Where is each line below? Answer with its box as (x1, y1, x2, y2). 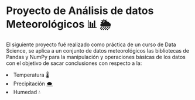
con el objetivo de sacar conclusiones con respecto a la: (6, 60, 142, 67)
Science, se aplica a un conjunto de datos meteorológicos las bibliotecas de (6, 47, 189, 54)
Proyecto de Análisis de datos (6, 4, 154, 18)
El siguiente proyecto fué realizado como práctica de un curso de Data (6, 41, 177, 48)
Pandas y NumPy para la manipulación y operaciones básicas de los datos (6, 53, 186, 60)
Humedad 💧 (13, 88, 41, 95)
